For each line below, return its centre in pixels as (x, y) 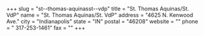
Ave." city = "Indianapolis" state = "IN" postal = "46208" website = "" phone (102, 21)
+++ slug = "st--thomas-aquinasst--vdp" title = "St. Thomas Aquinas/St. (98, 9)
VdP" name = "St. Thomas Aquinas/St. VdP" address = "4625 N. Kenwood (100, 15)
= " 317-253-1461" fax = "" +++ (46, 28)
